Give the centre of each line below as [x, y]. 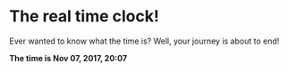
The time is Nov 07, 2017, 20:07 [68, 58]
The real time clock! [84, 16]
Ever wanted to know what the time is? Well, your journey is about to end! [144, 41]
